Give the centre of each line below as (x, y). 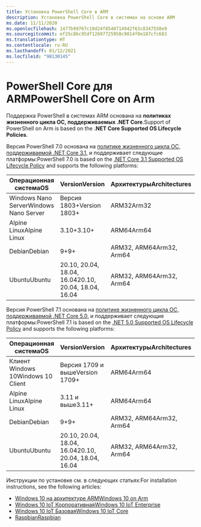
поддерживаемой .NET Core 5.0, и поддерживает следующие (85, 316)
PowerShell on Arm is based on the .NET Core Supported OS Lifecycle (94, 128)
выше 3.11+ (77, 405)
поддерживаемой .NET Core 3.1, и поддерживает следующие (85, 152)
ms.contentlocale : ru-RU (37, 46)
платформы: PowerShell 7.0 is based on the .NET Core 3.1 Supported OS (95, 159)
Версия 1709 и (82, 365)
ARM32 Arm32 (131, 205)
